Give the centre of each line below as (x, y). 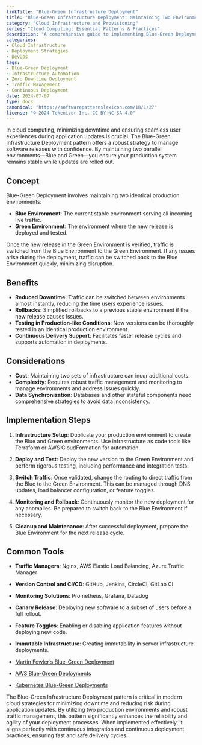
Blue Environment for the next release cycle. (70, 533)
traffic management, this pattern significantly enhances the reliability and (97, 716)
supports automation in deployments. (61, 342)
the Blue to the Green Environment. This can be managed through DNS (103, 484)
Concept (23, 181)
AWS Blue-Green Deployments (53, 674)
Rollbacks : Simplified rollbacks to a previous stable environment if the (102, 310)
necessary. (29, 515)
